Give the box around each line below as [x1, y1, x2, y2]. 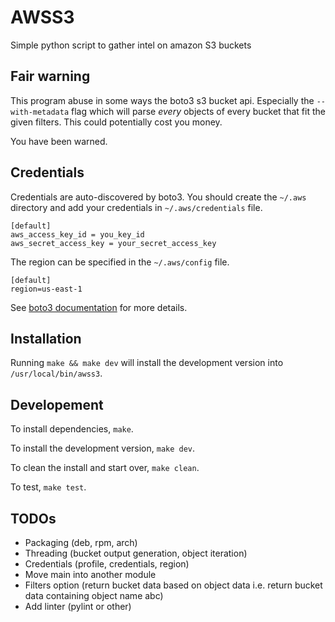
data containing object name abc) [24, 590, 164, 601]
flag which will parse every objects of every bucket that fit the [71, 105, 326, 117]
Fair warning [10, 68, 91, 85]
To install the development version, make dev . [10, 442, 196, 455]
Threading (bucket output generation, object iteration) [24, 547, 248, 559]
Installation [10, 330, 82, 347]
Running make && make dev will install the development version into [10, 357, 284, 369]
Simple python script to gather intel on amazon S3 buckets [10, 39, 252, 51]
